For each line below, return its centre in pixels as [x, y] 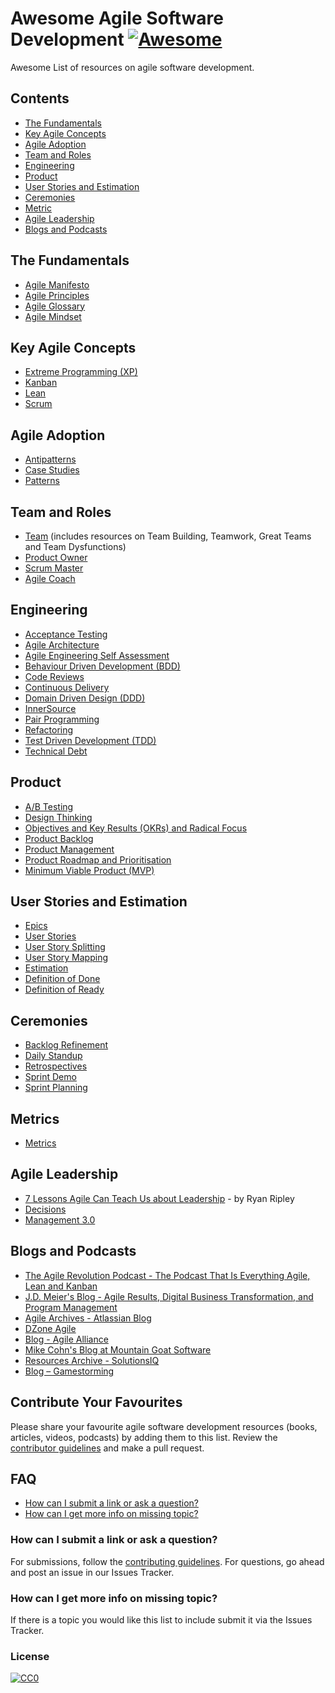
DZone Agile [50, 1328]
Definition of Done [62, 979]
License [30, 1656]
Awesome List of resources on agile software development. [132, 67]
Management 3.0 [60, 1219]
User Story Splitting [65, 947]
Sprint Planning [56, 1088]
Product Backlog [59, 838]
